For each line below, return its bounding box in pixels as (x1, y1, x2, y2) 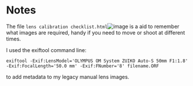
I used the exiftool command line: (6, 46, 86, 53)
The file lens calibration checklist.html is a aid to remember (6, 23, 179, 30)
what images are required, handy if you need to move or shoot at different (6, 29, 185, 36)
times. (6, 35, 21, 42)
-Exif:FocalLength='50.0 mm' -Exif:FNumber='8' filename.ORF (6, 63, 159, 69)
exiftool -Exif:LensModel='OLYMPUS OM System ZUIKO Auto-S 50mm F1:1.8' (6, 58, 188, 64)
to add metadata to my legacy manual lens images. (6, 73, 129, 80)
